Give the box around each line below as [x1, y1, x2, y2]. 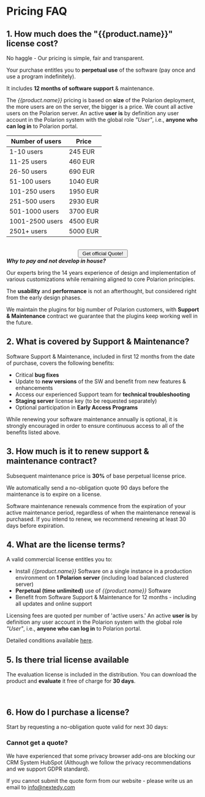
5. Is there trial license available [6, 654, 130, 665]
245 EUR [69, 148, 95, 155]
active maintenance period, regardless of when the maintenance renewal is [6, 509, 196, 516]
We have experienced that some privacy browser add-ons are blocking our [6, 752, 196, 760]
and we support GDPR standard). [6, 765, 90, 773]
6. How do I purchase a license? [6, 707, 130, 717]
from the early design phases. [6, 294, 82, 301]
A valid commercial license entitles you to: [6, 556, 113, 563]
